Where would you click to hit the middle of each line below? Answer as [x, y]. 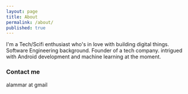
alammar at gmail [27, 85]
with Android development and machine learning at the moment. [83, 57]
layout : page [22, 11]
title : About [22, 17]
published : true [26, 28]
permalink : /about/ [30, 22]
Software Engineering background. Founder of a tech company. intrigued [94, 51]
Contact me [23, 72]
